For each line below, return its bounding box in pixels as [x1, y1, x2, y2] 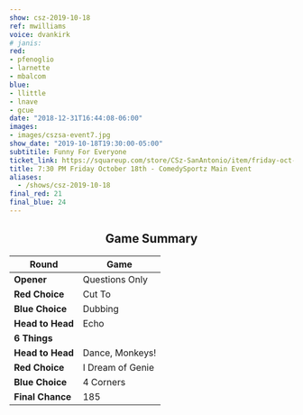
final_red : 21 [9, 189, 63, 198]
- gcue [9, 106, 34, 115]
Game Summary [105, 231, 198, 246]
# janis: [9, 38, 42, 48]
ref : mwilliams [9, 22, 67, 31]
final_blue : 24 [9, 198, 67, 207]
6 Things [14, 331, 53, 344]
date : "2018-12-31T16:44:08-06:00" [9, 114, 143, 123]
